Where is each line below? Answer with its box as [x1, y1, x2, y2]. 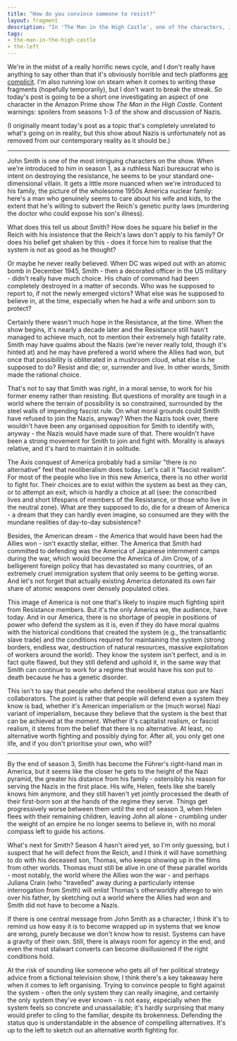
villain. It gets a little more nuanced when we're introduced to [44, 180, 221, 187]
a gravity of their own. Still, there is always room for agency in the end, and [7, 937, 226, 946]
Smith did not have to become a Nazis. [7, 901, 120, 909]
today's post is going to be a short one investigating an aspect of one [7, 93, 209, 101]
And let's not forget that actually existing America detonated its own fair [7, 577, 217, 585]
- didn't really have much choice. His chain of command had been [7, 274, 200, 283]
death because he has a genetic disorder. [7, 673, 128, 681]
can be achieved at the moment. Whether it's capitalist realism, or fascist [7, 717, 219, 725]
